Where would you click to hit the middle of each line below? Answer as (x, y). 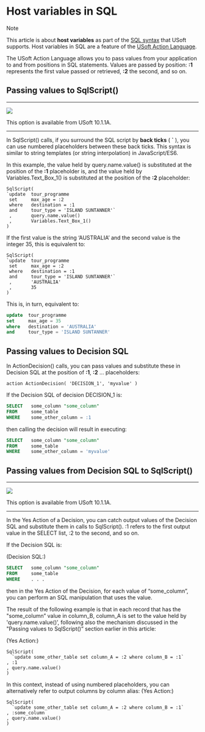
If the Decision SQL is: (34, 545)
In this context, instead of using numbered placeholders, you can (88, 684)
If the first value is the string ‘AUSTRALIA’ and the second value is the (93, 237)
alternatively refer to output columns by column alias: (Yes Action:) (90, 690)
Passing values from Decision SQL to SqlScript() (100, 470)
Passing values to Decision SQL (68, 351)
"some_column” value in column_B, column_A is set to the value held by (97, 615)
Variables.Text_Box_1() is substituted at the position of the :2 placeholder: (98, 178)
